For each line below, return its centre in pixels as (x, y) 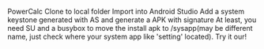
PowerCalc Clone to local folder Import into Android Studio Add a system (126, 11)
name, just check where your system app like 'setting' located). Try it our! (127, 36)
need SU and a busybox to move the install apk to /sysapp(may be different (130, 28)
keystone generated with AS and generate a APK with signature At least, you (132, 20)
